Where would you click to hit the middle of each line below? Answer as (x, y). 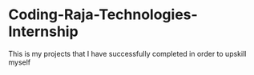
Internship (43, 32)
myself (20, 62)
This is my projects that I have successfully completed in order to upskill (127, 53)
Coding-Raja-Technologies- (103, 15)
